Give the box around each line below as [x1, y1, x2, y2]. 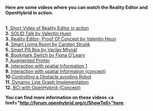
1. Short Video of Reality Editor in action [5, 25, 89, 31]
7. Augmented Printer [5, 58, 50, 63]
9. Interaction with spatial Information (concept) [5, 68, 106, 74]
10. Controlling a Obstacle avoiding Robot [5, 74, 92, 79]
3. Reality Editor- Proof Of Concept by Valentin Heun [5, 36, 116, 42]
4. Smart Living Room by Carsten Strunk [5, 41, 91, 47]
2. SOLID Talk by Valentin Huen [5, 31, 72, 36]
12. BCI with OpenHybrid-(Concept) [5, 85, 81, 91]
